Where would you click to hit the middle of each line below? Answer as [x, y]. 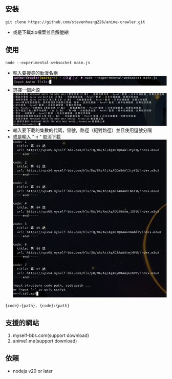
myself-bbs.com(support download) [51, 335]
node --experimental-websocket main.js [48, 63]
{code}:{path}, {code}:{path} [38, 306]
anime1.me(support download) [45, 341]
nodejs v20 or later [33, 371]
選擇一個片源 [26, 90]
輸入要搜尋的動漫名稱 [35, 73]
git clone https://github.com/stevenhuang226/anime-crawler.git [75, 22]
